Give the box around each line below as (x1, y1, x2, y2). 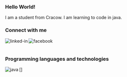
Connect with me (5, 27, 47, 34)
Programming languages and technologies (5, 55, 109, 62)
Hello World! (5, 3, 36, 10)
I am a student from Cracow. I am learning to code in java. (5, 15, 122, 21)
